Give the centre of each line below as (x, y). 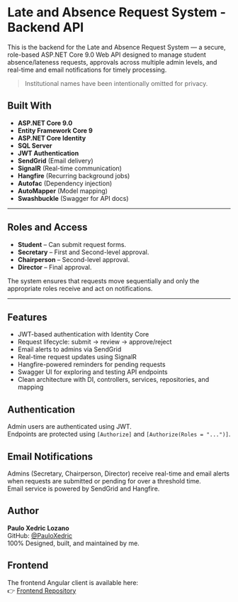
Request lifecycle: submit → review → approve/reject (95, 342)
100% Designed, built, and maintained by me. (73, 543)
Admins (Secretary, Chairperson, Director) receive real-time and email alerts (119, 474)
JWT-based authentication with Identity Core (83, 334)
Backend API (46, 27)
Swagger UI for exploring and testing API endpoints (92, 372)
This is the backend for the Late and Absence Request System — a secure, (117, 47)
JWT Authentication (48, 153)
